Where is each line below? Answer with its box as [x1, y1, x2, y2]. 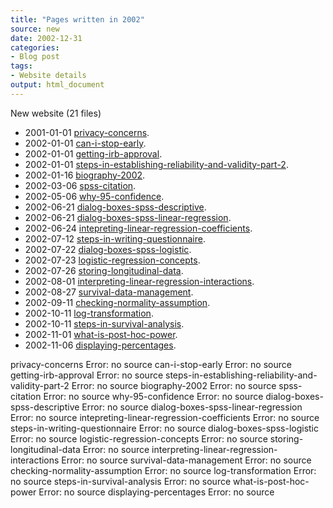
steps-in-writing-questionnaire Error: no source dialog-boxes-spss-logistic [10, 422, 320, 434]
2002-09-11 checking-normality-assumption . [24, 296, 211, 308]
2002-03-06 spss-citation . [24, 179, 137, 191]
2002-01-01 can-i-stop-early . [24, 137, 147, 149]
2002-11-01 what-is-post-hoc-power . [24, 328, 178, 340]
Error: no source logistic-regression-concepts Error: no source [10, 432, 268, 445]
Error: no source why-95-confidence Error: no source [43, 390, 264, 402]
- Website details [10, 71, 87, 81]
